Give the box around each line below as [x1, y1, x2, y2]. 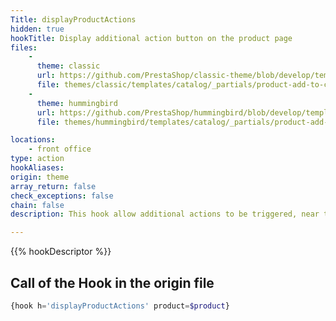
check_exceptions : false [10, 191, 114, 201]
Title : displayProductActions [10, 14, 137, 25]
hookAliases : [10, 163, 65, 173]
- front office [28, 144, 92, 155]
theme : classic [36, 61, 101, 71]
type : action [10, 154, 65, 164]
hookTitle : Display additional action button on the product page [10, 33, 293, 43]
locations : [10, 135, 56, 145]
